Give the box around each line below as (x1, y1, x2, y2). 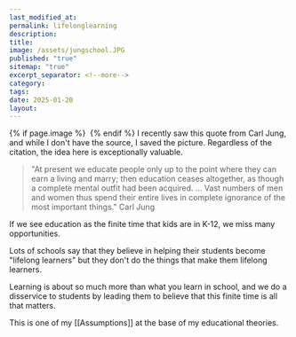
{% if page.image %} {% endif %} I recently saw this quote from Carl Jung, (9, 128, 287, 138)
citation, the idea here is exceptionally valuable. (9, 147, 184, 158)
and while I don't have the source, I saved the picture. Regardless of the (9, 137, 273, 148)
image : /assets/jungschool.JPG (9, 46, 125, 55)
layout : (9, 104, 38, 113)
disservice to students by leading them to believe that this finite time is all (9, 291, 278, 302)
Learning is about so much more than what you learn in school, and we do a (9, 281, 287, 293)
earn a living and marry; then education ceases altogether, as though (30, 174, 284, 184)
